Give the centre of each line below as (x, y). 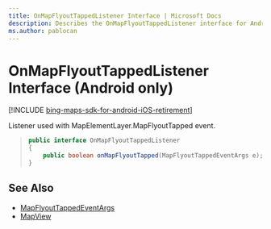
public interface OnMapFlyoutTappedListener (104, 141)
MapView (35, 216)
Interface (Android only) (91, 87)
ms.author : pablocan (43, 31)
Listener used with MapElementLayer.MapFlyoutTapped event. (112, 126)
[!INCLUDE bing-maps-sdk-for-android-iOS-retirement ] (100, 110)
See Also (31, 188)
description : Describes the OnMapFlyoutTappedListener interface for (128, 23)
